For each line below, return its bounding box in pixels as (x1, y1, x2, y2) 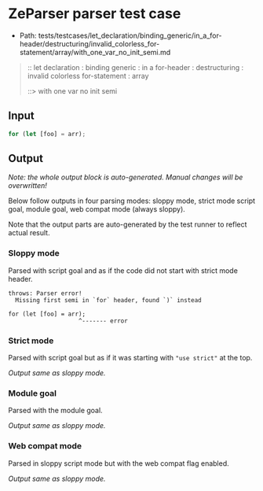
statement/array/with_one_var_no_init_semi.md (19, 47, 171, 57)
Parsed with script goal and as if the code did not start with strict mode (8, 265, 238, 275)
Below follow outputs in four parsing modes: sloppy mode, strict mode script (8, 196, 256, 205)
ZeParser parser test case (8, 5, 181, 23)
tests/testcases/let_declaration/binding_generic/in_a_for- (38, 31, 222, 40)
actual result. (8, 228, 50, 238)
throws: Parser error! (8, 289, 82, 297)
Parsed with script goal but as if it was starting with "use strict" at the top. (8, 353, 253, 363)
